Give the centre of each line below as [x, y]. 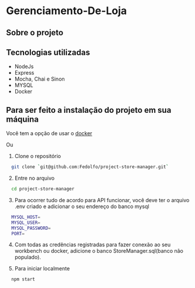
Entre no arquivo [34, 178]
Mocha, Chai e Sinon [40, 79]
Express [24, 73]
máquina [23, 119]
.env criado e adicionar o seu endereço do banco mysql [82, 206]
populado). [28, 257]
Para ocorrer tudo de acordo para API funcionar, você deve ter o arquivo [102, 200]
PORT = [18, 233]
